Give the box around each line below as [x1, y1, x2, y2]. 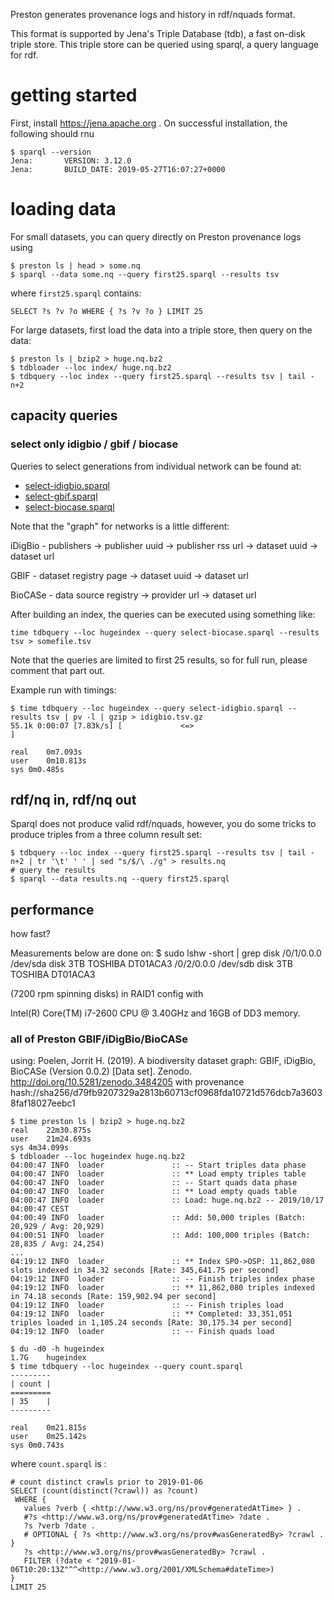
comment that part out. [10, 664, 105, 676]
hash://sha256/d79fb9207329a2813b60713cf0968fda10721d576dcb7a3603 [10, 1087, 323, 1099]
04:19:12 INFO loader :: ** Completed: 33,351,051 [10, 1309, 293, 1319]
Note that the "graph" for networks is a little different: [10, 520, 230, 532]
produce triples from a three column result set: [10, 829, 203, 841]
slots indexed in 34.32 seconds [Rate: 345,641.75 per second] [10, 1265, 280, 1276]
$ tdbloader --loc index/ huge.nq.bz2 [10, 362, 172, 373]
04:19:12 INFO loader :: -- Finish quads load [10, 1327, 275, 1337]
